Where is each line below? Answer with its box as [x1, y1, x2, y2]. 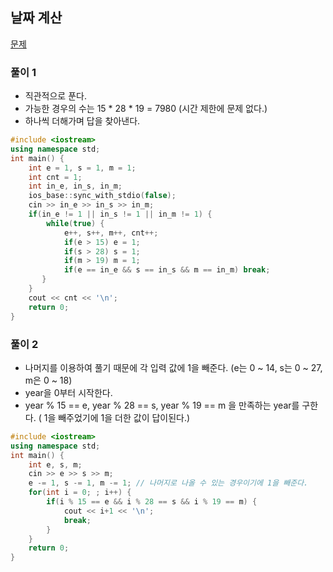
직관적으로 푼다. [24, 90, 87, 102]
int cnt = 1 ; [28, 172, 83, 182]
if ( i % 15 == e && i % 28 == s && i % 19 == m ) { [46, 497, 258, 507]
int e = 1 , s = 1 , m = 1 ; [28, 163, 137, 173]
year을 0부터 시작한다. [24, 386, 113, 398]
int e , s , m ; [28, 459, 83, 470]
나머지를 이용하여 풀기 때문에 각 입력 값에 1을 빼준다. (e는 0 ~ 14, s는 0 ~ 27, [24, 361, 323, 373]
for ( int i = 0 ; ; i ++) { [28, 488, 132, 498]
